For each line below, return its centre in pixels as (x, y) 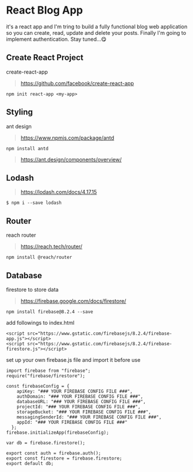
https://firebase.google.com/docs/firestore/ (73, 301)
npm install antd (27, 148)
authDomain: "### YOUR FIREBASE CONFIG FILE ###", (80, 397)
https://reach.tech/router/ (51, 247)
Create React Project (45, 57)
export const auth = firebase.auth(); (54, 453)
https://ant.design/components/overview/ (71, 159)
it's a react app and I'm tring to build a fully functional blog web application (97, 27)
